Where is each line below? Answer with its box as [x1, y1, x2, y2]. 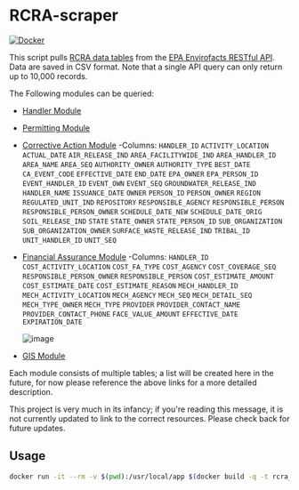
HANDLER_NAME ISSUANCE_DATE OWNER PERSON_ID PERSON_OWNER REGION [21, 189, 261, 197]
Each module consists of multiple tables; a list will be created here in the [9, 367, 274, 378]
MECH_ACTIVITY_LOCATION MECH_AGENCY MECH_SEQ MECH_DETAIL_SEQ [21, 291, 253, 300]
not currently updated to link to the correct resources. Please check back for [9, 413, 290, 423]
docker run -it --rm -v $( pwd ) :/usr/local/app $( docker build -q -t [9, 472, 269, 481]
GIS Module [21, 350, 66, 361]
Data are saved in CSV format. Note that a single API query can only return [9, 61, 283, 72]
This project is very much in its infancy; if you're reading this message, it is [9, 404, 284, 414]
